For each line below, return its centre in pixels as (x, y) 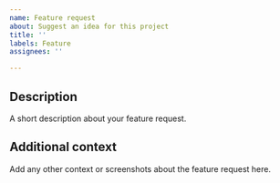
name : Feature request (52, 18)
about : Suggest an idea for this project (89, 26)
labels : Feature (40, 43)
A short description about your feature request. (98, 118)
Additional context (63, 147)
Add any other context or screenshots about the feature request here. (140, 168)
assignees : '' (36, 52)
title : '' (28, 35)
